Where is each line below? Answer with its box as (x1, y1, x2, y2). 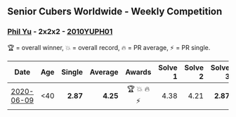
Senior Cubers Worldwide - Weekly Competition (7, 6, 223, 18)
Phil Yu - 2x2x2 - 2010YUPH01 (7, 27, 113, 37)
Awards (125, 67, 152, 77)
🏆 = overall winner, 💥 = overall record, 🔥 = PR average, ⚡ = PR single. (7, 43, 211, 51)
